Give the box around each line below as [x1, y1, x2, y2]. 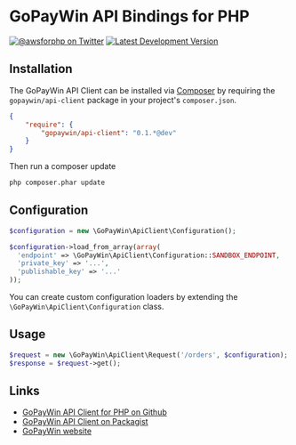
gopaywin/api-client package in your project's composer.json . [9, 94, 237, 105]
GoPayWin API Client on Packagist [21, 417, 148, 427]
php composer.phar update [9, 178, 105, 188]
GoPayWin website [21, 425, 92, 437]
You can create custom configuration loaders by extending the [9, 292, 238, 303]
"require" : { [25, 120, 74, 129]
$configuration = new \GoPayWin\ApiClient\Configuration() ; [9, 226, 237, 235]
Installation [9, 61, 73, 77]
